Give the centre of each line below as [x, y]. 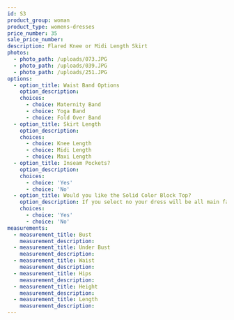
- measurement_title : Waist [54, 261]
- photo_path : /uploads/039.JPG [61, 66]
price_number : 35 [32, 33]
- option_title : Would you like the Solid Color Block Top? [102, 196]
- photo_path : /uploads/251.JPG [61, 72]
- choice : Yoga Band [55, 111]
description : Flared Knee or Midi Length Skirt [78, 46]
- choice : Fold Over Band [63, 117]
